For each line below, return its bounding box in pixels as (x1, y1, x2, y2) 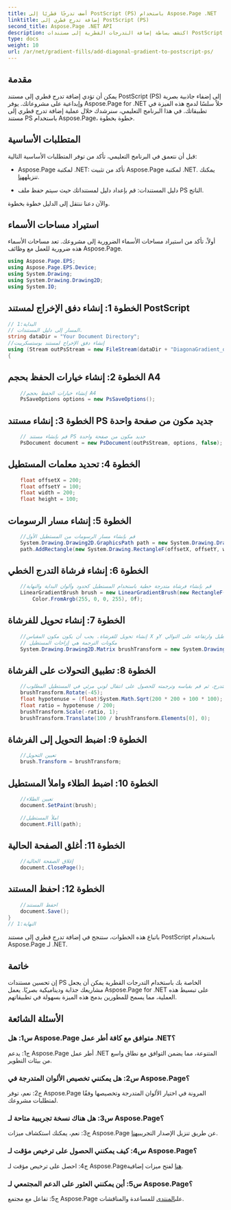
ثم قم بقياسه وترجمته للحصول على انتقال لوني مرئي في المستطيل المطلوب (25, 683, 209, 690)
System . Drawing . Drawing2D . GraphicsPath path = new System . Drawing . (20, 539, 217, 546)
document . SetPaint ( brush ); (20, 802, 97, 808)
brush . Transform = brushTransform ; (20, 758, 122, 765)
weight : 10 (8, 42, 39, 49)
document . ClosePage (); (20, 864, 85, 872)
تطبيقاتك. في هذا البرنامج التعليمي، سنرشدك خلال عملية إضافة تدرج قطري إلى (8, 106, 208, 115)
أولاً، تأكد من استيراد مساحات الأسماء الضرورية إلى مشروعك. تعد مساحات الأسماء (8, 237, 215, 246)
